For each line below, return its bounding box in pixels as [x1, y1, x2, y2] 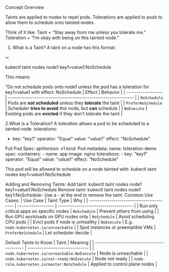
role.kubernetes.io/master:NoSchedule [5, 262, 87, 267]
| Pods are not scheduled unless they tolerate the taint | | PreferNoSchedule [5, 100, 162, 106]
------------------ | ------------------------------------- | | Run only [17, 203, 158, 209]
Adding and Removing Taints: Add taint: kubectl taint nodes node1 [5, 181, 142, 187]
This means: [5, 74, 31, 80]
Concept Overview [5, 5, 44, 10]
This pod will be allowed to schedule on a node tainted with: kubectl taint [5, 166, 157, 172]
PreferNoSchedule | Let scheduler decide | [5, 230, 92, 236]
